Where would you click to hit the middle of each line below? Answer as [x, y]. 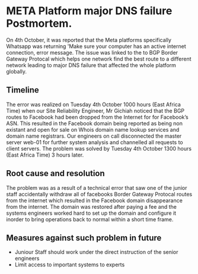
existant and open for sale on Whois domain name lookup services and [93, 129]
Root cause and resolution [55, 173]
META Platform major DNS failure [89, 11]
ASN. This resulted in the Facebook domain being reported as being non [94, 123]
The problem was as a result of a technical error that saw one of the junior [97, 187]
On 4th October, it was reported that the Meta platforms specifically [89, 40]
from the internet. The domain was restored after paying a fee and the [91, 206]
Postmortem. [39, 23]
